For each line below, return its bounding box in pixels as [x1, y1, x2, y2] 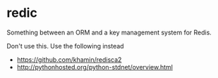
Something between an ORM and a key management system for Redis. [6, 28, 212, 37]
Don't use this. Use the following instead [6, 41, 124, 50]
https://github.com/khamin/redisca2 [16, 55, 122, 64]
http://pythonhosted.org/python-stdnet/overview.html [16, 63, 174, 71]
